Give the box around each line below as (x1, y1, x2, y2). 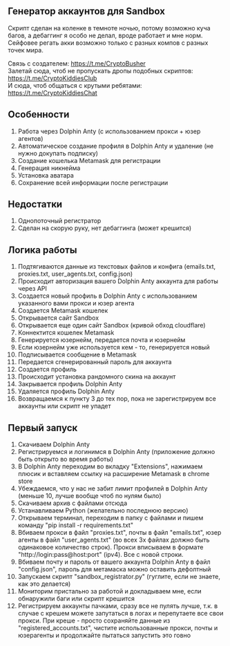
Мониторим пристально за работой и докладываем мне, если (17, 587, 202, 596)
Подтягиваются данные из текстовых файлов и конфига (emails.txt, (17, 263, 216, 271)
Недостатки (8, 198, 63, 210)
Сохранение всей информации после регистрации (17, 178, 169, 187)
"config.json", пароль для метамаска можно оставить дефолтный (17, 565, 211, 573)
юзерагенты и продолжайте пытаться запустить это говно (17, 631, 191, 640)
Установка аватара (17, 171, 75, 179)
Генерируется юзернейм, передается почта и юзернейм (17, 336, 186, 344)
